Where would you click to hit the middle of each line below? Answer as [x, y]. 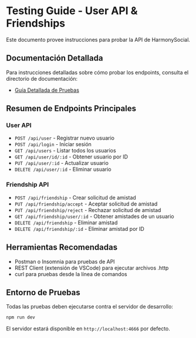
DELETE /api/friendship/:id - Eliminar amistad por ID [80, 228]
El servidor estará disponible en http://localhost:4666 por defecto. [88, 329]
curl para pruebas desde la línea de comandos [71, 274]
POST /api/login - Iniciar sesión [53, 144]
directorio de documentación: [42, 78]
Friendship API [28, 185]
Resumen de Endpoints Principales [71, 109]
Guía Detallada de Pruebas [47, 90]
